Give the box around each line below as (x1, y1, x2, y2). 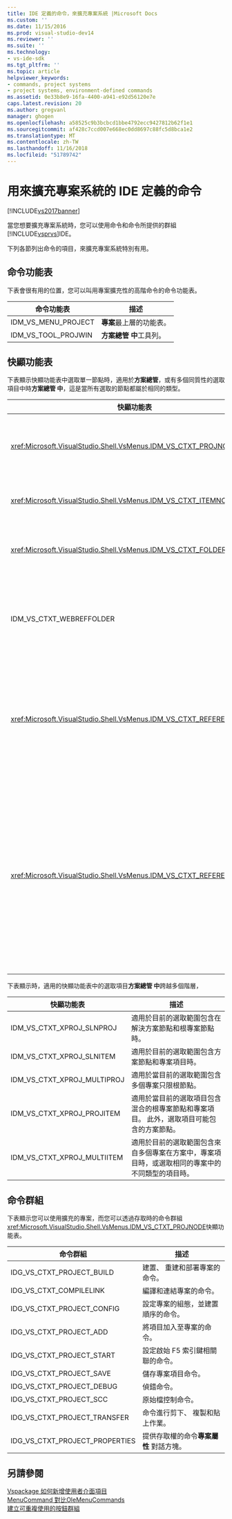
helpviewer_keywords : (7, 74, 70, 82)
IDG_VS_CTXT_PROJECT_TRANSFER (10, 1413, 129, 1422)
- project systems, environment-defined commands (7, 87, 153, 94)
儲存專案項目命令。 (142, 1369, 205, 1379)
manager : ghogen (7, 113, 54, 120)
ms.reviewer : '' (7, 36, 54, 43)
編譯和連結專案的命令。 (142, 1286, 219, 1296)
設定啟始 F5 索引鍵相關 (142, 1346, 217, 1355)
